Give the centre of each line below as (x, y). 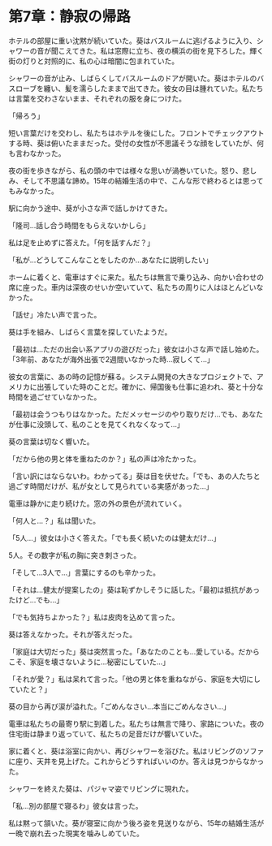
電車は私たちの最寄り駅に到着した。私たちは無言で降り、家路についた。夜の (136, 723)
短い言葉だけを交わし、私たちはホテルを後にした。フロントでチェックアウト (136, 133)
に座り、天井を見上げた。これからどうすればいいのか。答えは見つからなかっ (136, 761)
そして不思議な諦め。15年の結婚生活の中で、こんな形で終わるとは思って (143, 180)
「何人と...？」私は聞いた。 (54, 520)
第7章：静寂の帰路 (70, 17)
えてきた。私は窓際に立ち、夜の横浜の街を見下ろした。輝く (164, 50)
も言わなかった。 (37, 153)
